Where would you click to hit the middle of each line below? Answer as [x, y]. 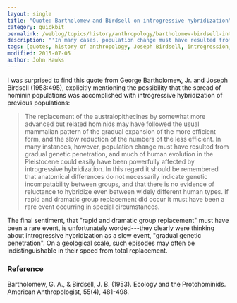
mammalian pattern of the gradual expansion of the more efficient [120, 131]
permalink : [23, 34]
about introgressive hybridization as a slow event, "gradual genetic [104, 235]
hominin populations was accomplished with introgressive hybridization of [115, 95]
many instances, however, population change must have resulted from [127, 147]
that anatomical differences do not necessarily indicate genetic [116, 176]
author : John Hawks [36, 60]
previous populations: [39, 103]
